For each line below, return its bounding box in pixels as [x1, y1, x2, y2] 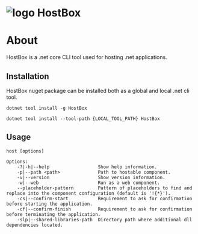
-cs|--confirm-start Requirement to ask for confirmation [17, 195, 193, 201]
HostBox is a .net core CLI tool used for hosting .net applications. [6, 54, 167, 61]
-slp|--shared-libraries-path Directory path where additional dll [17, 217, 193, 223]
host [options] [6, 148, 45, 154]
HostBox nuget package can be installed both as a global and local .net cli [6, 87, 190, 94]
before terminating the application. [6, 211, 101, 217]
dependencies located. [6, 222, 63, 228]
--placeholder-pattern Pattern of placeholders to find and [17, 185, 193, 191]
